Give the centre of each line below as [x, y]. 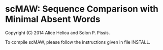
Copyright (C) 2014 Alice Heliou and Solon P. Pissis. [58, 33]
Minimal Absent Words [53, 19]
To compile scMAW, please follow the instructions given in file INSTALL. [78, 42]
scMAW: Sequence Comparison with [82, 9]
